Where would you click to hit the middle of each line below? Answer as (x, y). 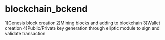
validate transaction (25, 33)
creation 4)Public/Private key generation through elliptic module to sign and (82, 28)
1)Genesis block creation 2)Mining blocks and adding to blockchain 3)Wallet (82, 23)
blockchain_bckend (46, 9)
